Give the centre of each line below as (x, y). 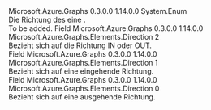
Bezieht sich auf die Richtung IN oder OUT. (80, 45)
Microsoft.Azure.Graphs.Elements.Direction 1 (83, 63)
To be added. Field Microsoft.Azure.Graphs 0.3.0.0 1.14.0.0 (106, 28)
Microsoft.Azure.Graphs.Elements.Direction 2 (84, 37)
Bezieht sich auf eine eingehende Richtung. (81, 71)
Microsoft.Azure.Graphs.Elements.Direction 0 (84, 88)
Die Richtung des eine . (47, 19)
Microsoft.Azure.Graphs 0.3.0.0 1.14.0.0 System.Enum (98, 11)
